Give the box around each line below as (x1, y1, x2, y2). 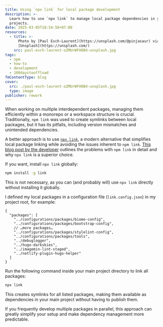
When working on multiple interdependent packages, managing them (5, 106, 144, 112)
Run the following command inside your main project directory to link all (5, 268, 148, 274)
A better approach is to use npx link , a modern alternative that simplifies (5, 137, 151, 142)
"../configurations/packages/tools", (14, 234, 90, 239)
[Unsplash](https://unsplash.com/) (17, 43, 90, 48)
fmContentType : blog (5, 75, 47, 80)
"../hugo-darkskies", (14, 242, 57, 248)
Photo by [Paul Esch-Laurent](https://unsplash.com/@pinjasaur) (17, 39, 151, 44)
